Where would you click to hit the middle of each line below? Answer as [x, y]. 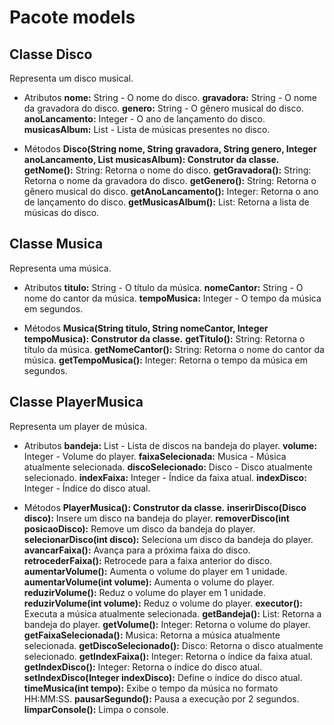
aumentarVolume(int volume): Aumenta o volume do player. [149, 582]
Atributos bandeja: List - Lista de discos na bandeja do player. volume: [170, 445]
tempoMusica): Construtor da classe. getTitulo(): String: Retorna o [164, 338]
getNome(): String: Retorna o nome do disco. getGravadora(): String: [167, 170]
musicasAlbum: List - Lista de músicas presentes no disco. [147, 129]
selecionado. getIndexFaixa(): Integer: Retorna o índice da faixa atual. [168, 656]
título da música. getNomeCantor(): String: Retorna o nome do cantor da [174, 349]
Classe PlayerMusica [76, 402]
